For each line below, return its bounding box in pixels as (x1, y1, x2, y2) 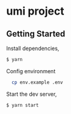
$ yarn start (6, 102, 39, 108)
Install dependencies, (6, 45, 60, 52)
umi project (6, 4, 64, 18)
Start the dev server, (6, 90, 57, 98)
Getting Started (6, 29, 66, 39)
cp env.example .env (11, 79, 63, 85)
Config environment (6, 67, 56, 74)
